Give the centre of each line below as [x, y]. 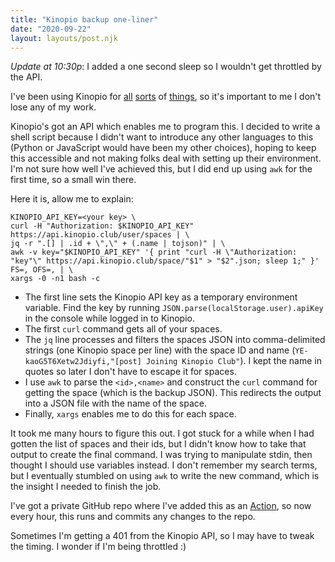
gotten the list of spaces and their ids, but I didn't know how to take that [158, 444]
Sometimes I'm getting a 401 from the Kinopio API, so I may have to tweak [162, 536]
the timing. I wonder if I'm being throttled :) [98, 547]
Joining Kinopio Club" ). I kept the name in [234, 361]
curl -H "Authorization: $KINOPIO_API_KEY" [102, 226]
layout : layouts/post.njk [64, 38]
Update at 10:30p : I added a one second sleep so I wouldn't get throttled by [166, 67]
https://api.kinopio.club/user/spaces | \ [100, 235]
